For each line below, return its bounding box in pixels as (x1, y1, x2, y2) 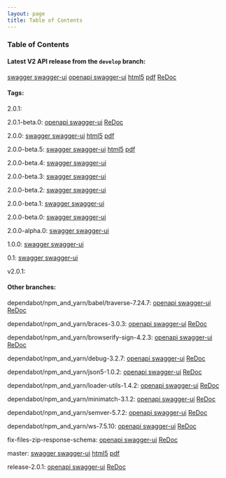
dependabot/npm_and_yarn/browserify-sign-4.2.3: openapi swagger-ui (7, 333, 213, 342)
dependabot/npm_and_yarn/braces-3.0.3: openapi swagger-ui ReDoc (7, 320, 208, 328)
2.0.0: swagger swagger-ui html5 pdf (7, 131, 115, 140)
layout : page (7, 10, 45, 17)
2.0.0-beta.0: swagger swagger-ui (7, 213, 106, 221)
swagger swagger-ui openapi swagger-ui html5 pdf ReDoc (7, 73, 177, 81)
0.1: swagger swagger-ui (7, 253, 78, 262)
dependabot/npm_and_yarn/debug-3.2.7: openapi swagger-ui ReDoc (7, 354, 206, 363)
